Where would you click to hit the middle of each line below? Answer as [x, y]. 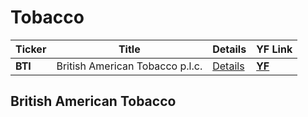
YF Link [274, 49]
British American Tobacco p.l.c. [129, 66]
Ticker [31, 49]
